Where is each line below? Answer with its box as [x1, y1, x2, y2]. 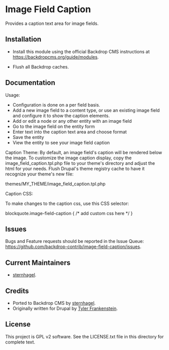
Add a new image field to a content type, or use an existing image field [12, 107, 160, 113]
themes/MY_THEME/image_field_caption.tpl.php [5, 181, 106, 187]
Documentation [5, 79, 56, 87]
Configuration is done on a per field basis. [12, 101, 100, 108]
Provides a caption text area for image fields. [5, 20, 99, 26]
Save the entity [12, 134, 45, 140]
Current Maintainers [5, 258, 71, 267]
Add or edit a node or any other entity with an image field [12, 118, 132, 124]
